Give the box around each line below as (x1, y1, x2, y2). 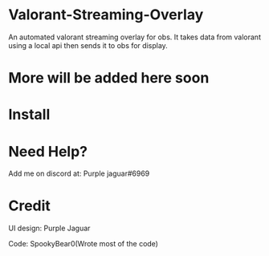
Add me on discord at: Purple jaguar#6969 (8, 169, 150, 178)
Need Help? (8, 142, 88, 161)
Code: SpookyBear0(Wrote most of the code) (8, 239, 159, 249)
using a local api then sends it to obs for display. (8, 40, 169, 50)
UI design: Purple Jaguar (8, 223, 91, 234)
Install (8, 106, 51, 124)
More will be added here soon (8, 69, 210, 87)
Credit (8, 197, 51, 215)
